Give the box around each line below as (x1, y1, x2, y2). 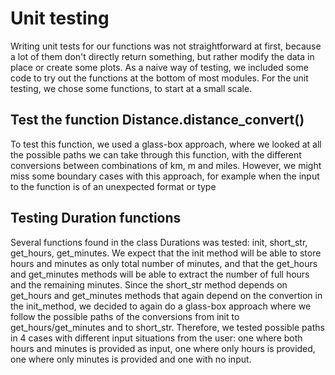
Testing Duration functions (10, 210, 182, 227)
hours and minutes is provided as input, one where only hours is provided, (10, 342, 316, 354)
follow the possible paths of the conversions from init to (10, 310, 240, 322)
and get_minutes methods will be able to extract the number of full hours (10, 268, 310, 280)
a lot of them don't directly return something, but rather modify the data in (10, 50, 315, 62)
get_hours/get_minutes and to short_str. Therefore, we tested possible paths (10, 321, 325, 333)
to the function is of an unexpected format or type (10, 180, 217, 192)
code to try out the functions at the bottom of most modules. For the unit (10, 72, 309, 84)
